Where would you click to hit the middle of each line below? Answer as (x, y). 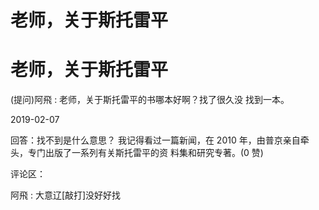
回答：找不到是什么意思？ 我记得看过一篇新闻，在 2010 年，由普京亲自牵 (160, 140)
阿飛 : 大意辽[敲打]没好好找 (66, 195)
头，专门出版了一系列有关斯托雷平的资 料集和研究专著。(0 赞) (137, 153)
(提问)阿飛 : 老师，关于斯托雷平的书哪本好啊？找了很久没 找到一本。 (150, 100)
